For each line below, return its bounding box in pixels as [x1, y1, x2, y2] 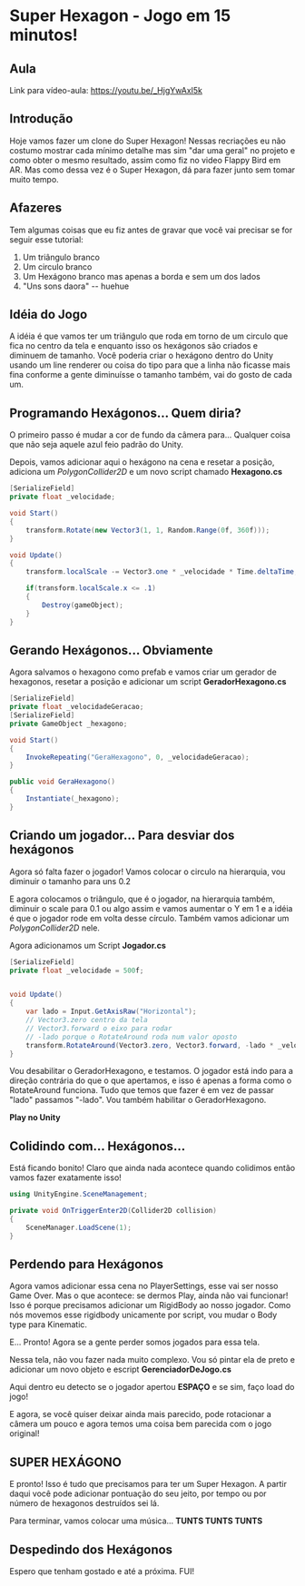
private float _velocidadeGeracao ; [9, 703, 144, 712]
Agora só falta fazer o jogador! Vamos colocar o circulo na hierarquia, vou [9, 866, 286, 877]
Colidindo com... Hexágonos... [9, 1138, 186, 1154]
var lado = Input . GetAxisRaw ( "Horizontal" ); [25, 1007, 197, 1017]
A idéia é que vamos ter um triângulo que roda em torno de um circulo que [9, 330, 289, 341]
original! [9, 1428, 40, 1439]
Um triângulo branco [22, 251, 100, 262]
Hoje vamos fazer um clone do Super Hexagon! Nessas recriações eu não [9, 135, 286, 146]
